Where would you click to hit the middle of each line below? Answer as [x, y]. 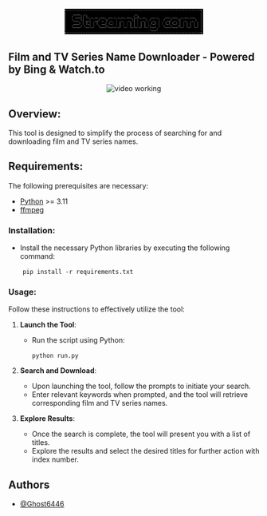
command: [37, 256]
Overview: [35, 114]
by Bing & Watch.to [57, 69]
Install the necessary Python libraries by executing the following [125, 248]
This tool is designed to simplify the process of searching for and [115, 133]
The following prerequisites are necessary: [79, 185]
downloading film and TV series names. [73, 141]
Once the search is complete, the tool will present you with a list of [141, 434]
